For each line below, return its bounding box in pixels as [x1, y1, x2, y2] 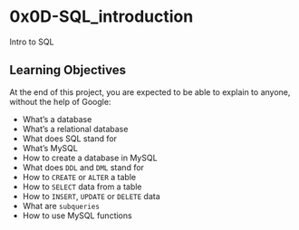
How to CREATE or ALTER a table [22, 171, 137, 182]
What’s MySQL [22, 142, 79, 153]
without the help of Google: [9, 96, 111, 107]
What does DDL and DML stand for [22, 161, 145, 173]
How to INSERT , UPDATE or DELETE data [22, 190, 160, 201]
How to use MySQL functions [22, 210, 133, 221]
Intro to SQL [9, 36, 54, 47]
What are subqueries [22, 200, 100, 211]
